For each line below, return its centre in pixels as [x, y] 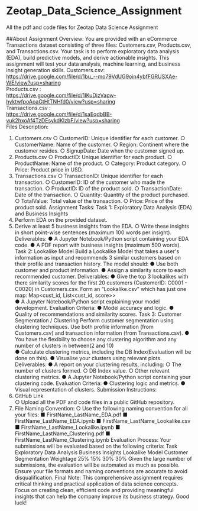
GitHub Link [29, 396]
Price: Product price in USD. [49, 169]
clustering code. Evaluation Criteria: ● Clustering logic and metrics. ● [100, 383]
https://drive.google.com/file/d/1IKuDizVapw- [61, 95]
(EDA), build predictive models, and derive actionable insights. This [88, 57]
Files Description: [27, 127]
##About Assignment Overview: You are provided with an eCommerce [92, 38]
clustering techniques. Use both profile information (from [84, 326]
